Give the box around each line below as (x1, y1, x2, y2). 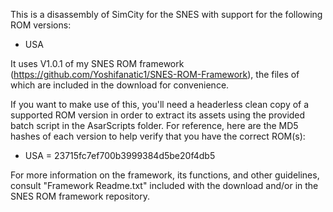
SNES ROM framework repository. (10, 190, 150, 202)
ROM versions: (10, 19, 72, 31)
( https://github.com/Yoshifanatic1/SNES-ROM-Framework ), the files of (10, 69, 300, 80)
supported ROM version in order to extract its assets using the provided (10, 109, 306, 121)
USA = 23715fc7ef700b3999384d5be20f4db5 (24, 150, 216, 161)
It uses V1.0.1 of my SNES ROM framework (10, 58, 185, 69)
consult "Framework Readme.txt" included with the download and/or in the (10, 180, 319, 191)
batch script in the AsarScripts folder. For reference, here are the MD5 (10, 120, 299, 131)
